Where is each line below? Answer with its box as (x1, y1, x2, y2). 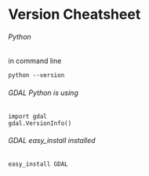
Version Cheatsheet (8, 5, 141, 24)
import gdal (8, 112, 47, 120)
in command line (8, 57, 62, 66)
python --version (8, 71, 65, 79)
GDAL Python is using (8, 88, 78, 97)
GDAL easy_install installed (8, 136, 96, 145)
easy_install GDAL (8, 159, 68, 168)
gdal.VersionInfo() (8, 119, 72, 127)
